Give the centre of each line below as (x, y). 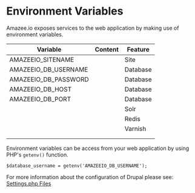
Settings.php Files (29, 183)
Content (107, 49)
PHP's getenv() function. (37, 154)
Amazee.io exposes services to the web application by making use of (93, 28)
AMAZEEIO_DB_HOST (41, 89)
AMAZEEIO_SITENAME (42, 59)
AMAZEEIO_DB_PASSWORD (49, 79)
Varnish (135, 129)
